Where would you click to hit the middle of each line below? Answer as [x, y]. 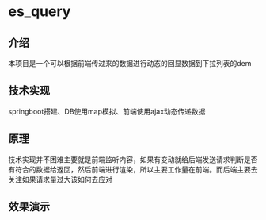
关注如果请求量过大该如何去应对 [60, 179]
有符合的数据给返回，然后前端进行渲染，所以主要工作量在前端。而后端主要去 [133, 169]
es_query [40, 12]
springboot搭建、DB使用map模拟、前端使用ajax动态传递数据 [107, 111]
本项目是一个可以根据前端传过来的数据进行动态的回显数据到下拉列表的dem [130, 63]
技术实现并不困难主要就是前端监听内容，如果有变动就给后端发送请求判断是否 [133, 159]
